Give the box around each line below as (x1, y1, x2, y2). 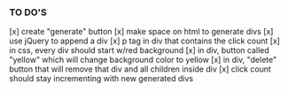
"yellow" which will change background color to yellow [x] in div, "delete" (9, 55, 277, 65)
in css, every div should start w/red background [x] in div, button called (9, 45, 269, 56)
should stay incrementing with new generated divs (9, 73, 193, 84)
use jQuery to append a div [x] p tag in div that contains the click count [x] (9, 35, 281, 46)
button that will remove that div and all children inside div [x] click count (9, 64, 272, 74)
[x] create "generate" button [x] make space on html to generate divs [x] (9, 27, 274, 37)
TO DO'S (9, 6, 47, 19)
